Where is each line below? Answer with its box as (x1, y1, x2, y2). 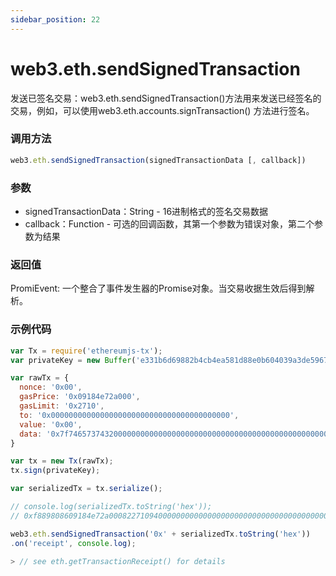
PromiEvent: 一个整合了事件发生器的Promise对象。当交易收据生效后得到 (10, 282, 307, 295)
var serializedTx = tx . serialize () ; (10, 484, 163, 494)
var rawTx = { (10, 373, 70, 383)
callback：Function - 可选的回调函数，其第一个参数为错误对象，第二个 (24, 218, 315, 230)
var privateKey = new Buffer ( (10, 355, 137, 365)
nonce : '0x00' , (19, 382, 83, 393)
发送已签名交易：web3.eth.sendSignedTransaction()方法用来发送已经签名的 (10, 92, 322, 104)
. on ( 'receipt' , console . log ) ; (10, 538, 137, 548)
